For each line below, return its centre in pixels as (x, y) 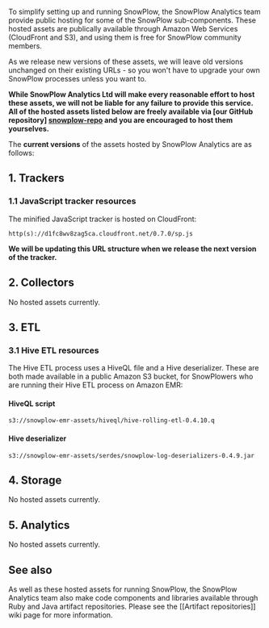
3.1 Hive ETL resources (54, 350)
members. (25, 46)
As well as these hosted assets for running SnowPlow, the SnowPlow (123, 589)
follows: (21, 153)
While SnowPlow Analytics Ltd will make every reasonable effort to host (132, 94)
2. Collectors (41, 283)
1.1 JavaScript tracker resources (72, 201)
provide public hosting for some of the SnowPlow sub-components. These (132, 20)
